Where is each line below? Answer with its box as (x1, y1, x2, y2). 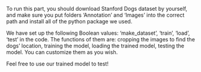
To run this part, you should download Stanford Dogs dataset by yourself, (6, 5, 188, 12)
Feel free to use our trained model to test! (6, 60, 109, 67)
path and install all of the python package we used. (6, 18, 133, 25)
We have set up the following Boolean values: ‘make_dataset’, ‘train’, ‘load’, (6, 29, 190, 37)
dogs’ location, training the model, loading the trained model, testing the (6, 42, 185, 49)
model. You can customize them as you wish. (6, 49, 118, 56)
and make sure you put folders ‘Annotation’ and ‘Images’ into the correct (6, 11, 185, 19)
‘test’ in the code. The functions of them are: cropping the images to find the (6, 36, 195, 43)
